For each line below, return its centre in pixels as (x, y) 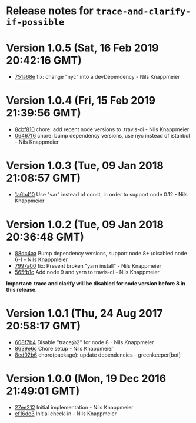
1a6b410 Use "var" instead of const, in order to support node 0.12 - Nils (101, 194)
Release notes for (50, 11)
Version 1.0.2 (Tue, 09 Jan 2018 (85, 224)
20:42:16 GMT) (44, 61)
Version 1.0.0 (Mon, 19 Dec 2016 (86, 379)
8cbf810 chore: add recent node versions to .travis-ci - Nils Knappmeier (102, 129)
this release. (21, 289)
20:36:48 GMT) (45, 237)
